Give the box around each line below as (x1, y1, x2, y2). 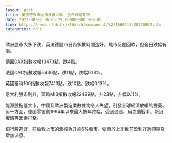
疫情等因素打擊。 (5, 115, 41, 121)
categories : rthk (5, 27, 42, 32)
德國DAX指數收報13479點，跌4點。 (5, 58, 80, 65)
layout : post (5, 7, 33, 13)
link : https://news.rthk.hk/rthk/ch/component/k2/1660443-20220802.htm (5, 22, 161, 27)
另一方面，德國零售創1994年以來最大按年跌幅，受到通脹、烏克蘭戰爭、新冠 (5, 109, 164, 115)
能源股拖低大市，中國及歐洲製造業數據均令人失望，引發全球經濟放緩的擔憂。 (5, 102, 167, 108)
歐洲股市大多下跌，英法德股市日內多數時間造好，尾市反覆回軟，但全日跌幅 (5, 42, 162, 48)
